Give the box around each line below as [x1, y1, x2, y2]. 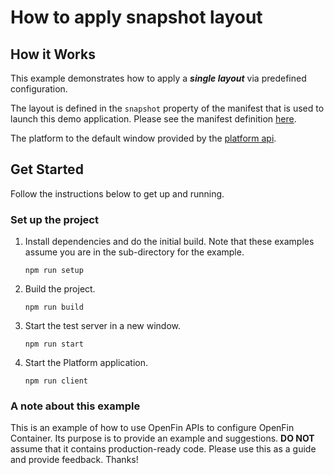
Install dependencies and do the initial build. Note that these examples [24, 236, 315, 248]
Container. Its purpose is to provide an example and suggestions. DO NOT [10, 432, 315, 445]
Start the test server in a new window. [24, 320, 182, 332]
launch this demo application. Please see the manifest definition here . [10, 113, 297, 125]
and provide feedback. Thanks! [10, 454, 139, 466]
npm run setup [24, 266, 84, 276]
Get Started [10, 161, 84, 178]
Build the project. [24, 283, 96, 295]
